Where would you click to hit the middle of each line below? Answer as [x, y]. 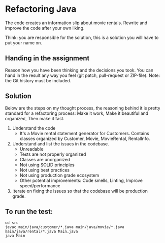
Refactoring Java [41, 9]
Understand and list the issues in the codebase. [61, 143]
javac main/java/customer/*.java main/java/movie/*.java [65, 227]
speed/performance [40, 185]
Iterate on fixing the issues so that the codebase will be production [80, 191]
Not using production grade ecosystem [59, 175]
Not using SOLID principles [47, 165]
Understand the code [34, 128]
